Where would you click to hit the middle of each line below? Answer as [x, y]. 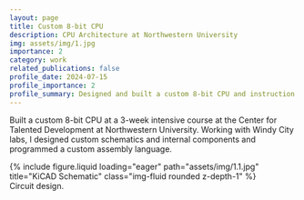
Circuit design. [37, 185]
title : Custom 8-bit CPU [56, 26]
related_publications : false [65, 69]
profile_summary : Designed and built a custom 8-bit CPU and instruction [152, 94]
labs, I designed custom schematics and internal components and [133, 139]
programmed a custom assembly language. [91, 149]
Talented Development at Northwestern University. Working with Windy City [152, 129]
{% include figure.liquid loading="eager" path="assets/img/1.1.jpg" [134, 166]
